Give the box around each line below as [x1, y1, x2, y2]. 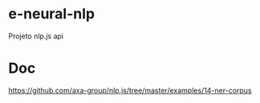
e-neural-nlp [8, 5, 95, 23]
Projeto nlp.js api [8, 31, 64, 41]
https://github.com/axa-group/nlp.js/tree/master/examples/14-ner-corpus [8, 85, 252, 95]
